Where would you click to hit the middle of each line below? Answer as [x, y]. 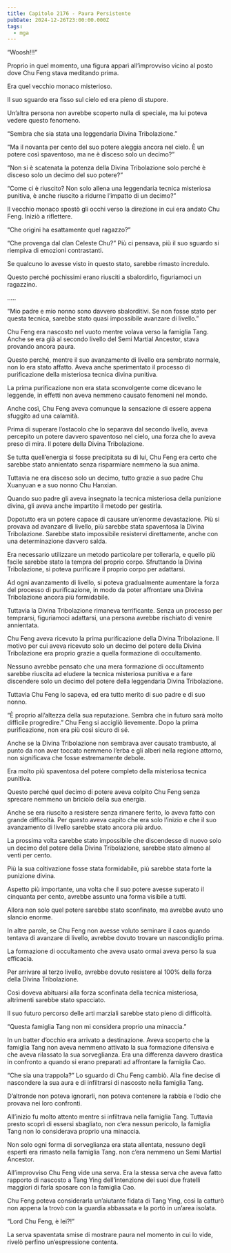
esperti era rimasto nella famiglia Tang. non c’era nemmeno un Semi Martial [114, 1152]
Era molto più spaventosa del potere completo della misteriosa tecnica [107, 771]
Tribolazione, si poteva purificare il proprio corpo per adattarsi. [96, 569]
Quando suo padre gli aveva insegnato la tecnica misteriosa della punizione [114, 499]
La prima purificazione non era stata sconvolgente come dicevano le [104, 388]
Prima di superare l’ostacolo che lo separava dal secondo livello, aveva [108, 429]
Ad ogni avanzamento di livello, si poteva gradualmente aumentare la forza [113, 582]
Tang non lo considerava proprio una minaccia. [74, 1132]
